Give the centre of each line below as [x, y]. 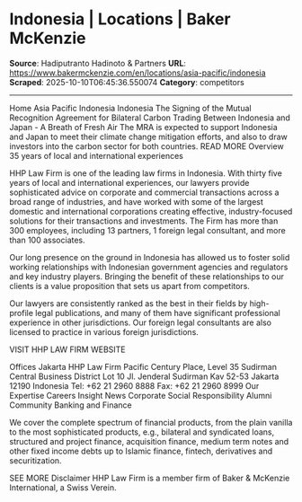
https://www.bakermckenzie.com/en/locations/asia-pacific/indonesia [138, 73]
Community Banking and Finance [71, 405]
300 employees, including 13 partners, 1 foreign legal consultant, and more [147, 230]
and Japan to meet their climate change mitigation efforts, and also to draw [148, 137]
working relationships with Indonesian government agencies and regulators [149, 267]
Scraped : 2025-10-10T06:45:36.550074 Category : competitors [127, 82]
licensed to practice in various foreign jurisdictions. [104, 331]
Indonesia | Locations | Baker [120, 19]
